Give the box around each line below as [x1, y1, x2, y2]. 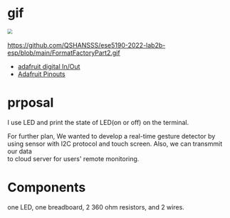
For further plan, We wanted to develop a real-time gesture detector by [7, 132, 216, 141]
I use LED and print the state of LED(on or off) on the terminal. [7, 119, 189, 127]
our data [7, 147, 32, 156]
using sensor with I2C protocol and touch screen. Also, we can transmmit [7, 140, 223, 148]
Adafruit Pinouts [17, 70, 66, 79]
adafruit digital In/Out [17, 62, 80, 71]
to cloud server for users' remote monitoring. [7, 155, 140, 163]
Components [7, 180, 86, 196]
